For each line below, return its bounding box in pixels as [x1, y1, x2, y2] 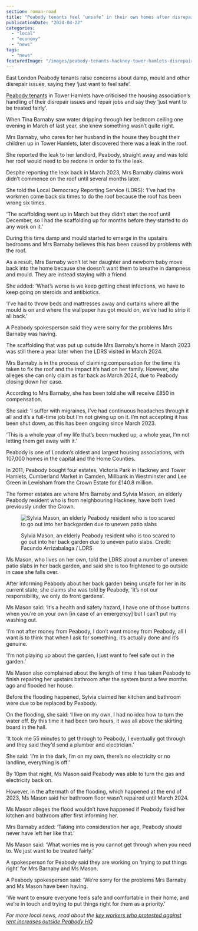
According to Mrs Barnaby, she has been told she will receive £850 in [6, 389, 175, 397]
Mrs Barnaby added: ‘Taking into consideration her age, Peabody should [6, 823, 182, 830]
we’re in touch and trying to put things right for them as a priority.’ [6, 900, 166, 907]
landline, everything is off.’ [6, 758, 70, 766]
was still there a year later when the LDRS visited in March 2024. [6, 348, 163, 355]
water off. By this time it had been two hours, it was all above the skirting [6, 717, 183, 724]
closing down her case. [6, 378, 63, 385]
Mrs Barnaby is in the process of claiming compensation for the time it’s [6, 359, 180, 366]
